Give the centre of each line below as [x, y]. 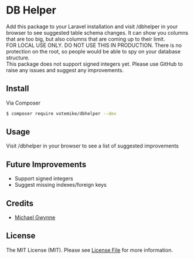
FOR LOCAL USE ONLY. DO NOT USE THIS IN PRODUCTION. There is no [94, 45]
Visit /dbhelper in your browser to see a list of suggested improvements [92, 146]
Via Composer [23, 103]
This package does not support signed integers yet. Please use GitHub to [95, 64]
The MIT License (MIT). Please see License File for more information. [89, 250]
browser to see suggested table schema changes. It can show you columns [97, 32]
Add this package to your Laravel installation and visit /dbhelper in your [92, 26]
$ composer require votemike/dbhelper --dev [61, 113]
